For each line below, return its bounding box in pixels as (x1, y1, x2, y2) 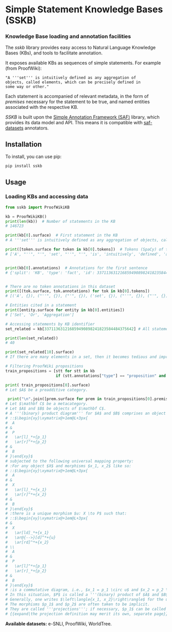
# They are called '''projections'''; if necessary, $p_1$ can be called (5, 606, 166, 611)
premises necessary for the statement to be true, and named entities (5, 99, 150, 105)
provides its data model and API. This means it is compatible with (5, 120, 143, 126)
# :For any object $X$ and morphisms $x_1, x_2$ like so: (5, 463, 132, 468)
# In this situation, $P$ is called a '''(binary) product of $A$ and (5, 592, 159, 598)
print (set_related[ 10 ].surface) (5, 350, 74, 355)
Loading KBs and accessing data (5, 193, 89, 200)
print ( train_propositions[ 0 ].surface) (5, 382, 91, 388)
